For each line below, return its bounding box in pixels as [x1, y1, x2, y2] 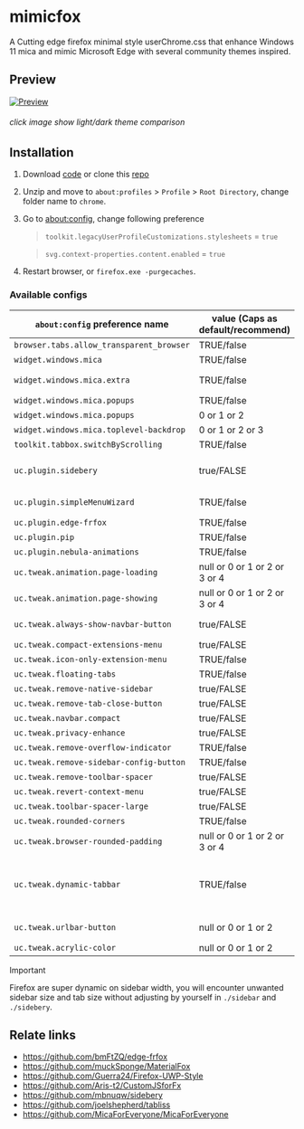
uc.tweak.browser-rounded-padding [14, 836, 163, 847]
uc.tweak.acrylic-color [14, 943, 117, 953]
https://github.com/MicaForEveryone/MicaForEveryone [22, 1109, 229, 1120]
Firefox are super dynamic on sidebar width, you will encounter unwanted [9, 982, 284, 992]
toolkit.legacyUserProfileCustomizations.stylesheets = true [44, 231, 279, 242]
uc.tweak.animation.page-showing [14, 593, 158, 603]
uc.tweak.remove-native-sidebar [14, 683, 154, 694]
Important [9, 964, 46, 975]
